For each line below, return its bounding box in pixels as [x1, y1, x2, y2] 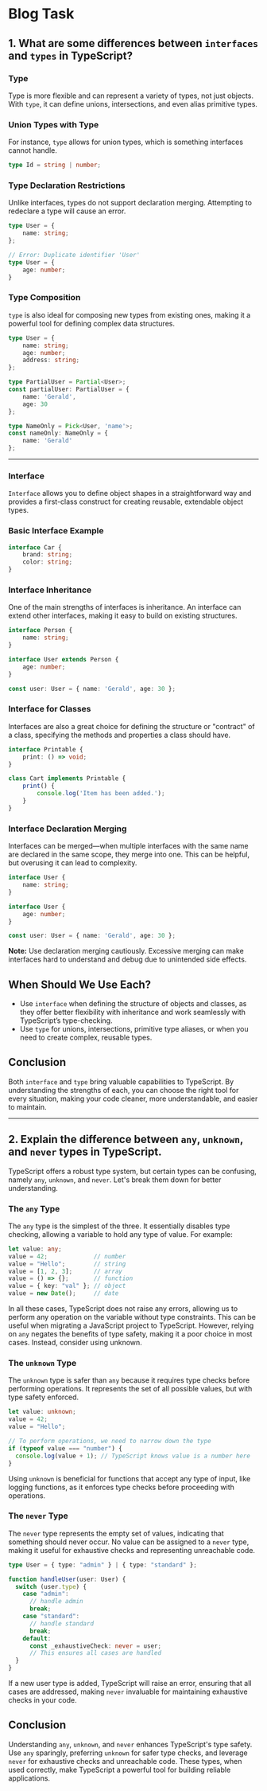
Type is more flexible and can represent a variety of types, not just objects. [8, 91, 254, 100]
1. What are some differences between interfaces [8, 37, 259, 50]
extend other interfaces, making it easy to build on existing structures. [8, 611, 238, 621]
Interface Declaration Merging [8, 823, 127, 834]
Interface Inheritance [8, 584, 92, 595]
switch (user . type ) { [15, 1582, 87, 1590]
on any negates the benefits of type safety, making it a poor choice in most [8, 1329, 253, 1339]
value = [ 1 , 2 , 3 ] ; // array [8, 1267, 123, 1275]
